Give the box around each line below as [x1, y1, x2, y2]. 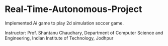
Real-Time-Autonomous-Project [5, 3, 142, 15]
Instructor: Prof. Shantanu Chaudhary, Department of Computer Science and [5, 29, 163, 35]
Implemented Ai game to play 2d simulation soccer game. [5, 20, 124, 26]
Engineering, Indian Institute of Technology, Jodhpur [5, 35, 114, 41]
